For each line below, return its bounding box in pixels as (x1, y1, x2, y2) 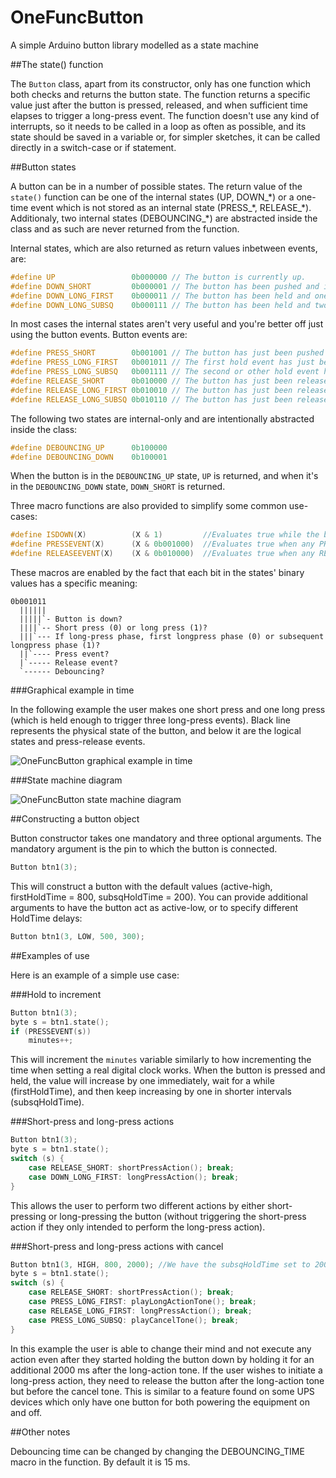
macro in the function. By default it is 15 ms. (10, 1456, 191, 1468)
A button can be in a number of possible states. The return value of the (10, 180, 303, 192)
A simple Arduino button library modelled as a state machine (10, 39, 260, 51)
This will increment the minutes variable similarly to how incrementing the (10, 1054, 312, 1066)
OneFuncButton (10, 6, 145, 29)
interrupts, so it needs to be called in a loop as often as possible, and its (10, 120, 307, 132)
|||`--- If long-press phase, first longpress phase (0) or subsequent (19, 632, 325, 642)
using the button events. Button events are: (10, 329, 188, 341)
